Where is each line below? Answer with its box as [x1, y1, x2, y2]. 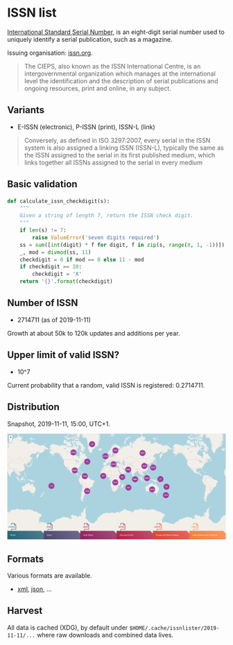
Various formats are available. [7, 571, 92, 580]
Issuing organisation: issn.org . [7, 49, 93, 57]
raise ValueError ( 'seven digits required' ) [32, 234, 159, 241]
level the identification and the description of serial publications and [24, 76, 218, 85]
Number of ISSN [7, 297, 78, 309]
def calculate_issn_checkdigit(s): [7, 198, 110, 205]
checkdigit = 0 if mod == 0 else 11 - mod [19, 256, 144, 263]
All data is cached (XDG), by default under [7, 623, 128, 632]
